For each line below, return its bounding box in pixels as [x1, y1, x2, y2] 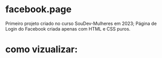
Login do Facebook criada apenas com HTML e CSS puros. [5, 25, 131, 32]
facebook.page [5, 4, 72, 15]
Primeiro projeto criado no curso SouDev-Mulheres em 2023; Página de [5, 20, 157, 26]
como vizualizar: [5, 44, 78, 55]
